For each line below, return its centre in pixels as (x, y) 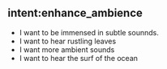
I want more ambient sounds (67, 49)
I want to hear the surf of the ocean (79, 58)
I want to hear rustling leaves (68, 41)
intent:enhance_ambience (75, 13)
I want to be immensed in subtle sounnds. (89, 32)
